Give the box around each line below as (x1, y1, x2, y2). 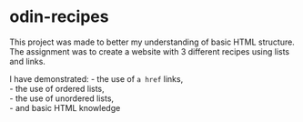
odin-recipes (9, 6, 109, 27)
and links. (9, 56, 45, 66)
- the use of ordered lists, (9, 83, 105, 94)
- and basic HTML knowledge (9, 102, 121, 113)
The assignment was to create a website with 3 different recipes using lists (9, 46, 289, 56)
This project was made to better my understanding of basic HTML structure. (9, 36, 296, 47)
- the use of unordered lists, (9, 93, 115, 104)
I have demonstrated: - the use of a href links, (9, 73, 184, 84)
